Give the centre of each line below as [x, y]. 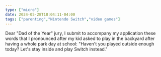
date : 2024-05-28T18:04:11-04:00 [40, 14]
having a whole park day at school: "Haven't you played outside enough [80, 44]
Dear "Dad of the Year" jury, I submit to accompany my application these [80, 33]
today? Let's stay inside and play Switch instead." [57, 49]
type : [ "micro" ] [22, 10]
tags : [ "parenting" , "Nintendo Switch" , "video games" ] [63, 19]
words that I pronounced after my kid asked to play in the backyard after [80, 38]
